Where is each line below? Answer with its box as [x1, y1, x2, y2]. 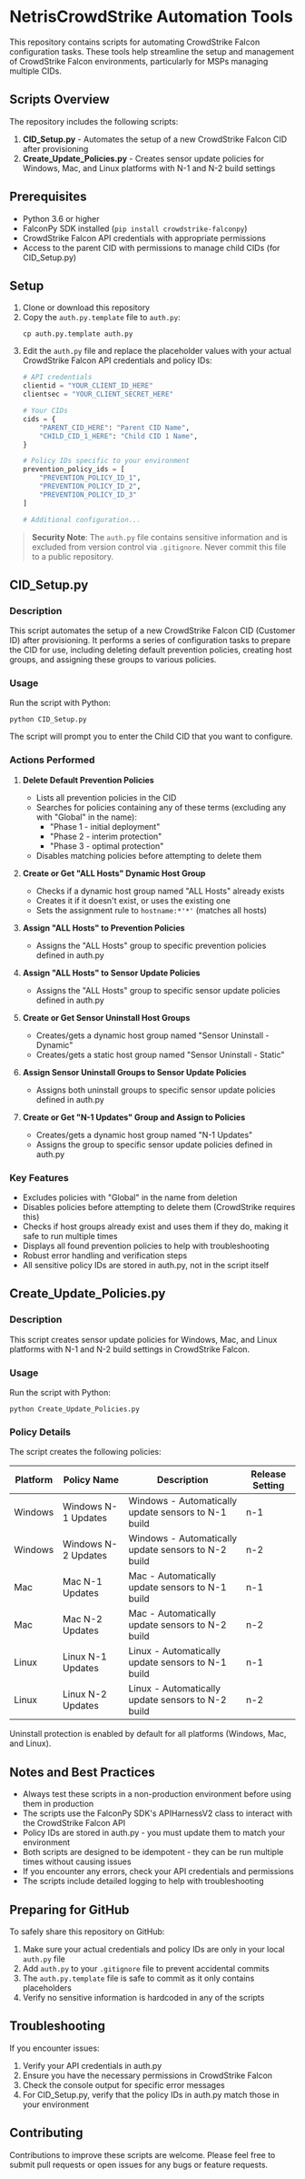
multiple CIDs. [9, 66, 62, 76]
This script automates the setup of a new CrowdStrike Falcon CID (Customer [9, 625, 296, 636]
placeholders [22, 1982, 73, 1993]
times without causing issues [22, 1856, 132, 1867]
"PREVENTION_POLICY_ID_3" [39, 489, 138, 499]
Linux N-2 [62, 1688, 107, 1700]
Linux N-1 [62, 1650, 107, 1663]
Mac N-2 [62, 1613, 103, 1626]
